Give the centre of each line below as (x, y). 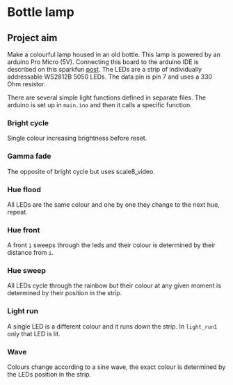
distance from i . (31, 253)
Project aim (32, 38)
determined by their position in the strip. (65, 293)
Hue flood (24, 189)
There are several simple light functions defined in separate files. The (107, 97)
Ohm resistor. (26, 84)
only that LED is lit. (34, 333)
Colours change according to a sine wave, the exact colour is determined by (116, 367)
